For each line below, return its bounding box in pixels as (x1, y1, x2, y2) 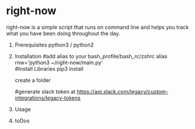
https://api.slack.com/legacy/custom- (76, 88, 169, 95)
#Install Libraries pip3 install (14, 65, 84, 72)
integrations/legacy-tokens (14, 94, 81, 101)
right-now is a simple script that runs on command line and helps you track (6, 24, 189, 31)
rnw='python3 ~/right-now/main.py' (14, 59, 103, 66)
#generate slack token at (14, 88, 76, 95)
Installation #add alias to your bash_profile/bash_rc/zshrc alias (14, 52, 168, 59)
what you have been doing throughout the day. (6, 29, 120, 37)
